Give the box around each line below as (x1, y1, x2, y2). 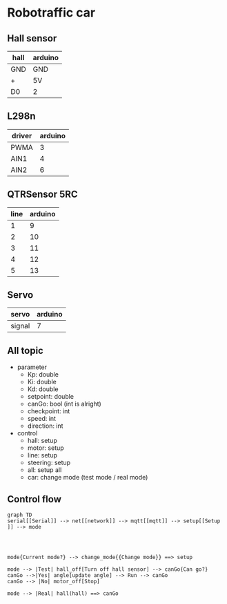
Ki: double (27, 378, 57, 386)
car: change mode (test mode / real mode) (27, 473, 148, 482)
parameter (17, 363, 47, 371)
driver (11, 131, 32, 140)
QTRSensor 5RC (7, 189, 78, 200)
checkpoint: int (27, 407, 70, 415)
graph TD (7, 511, 32, 519)
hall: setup (27, 437, 57, 445)
